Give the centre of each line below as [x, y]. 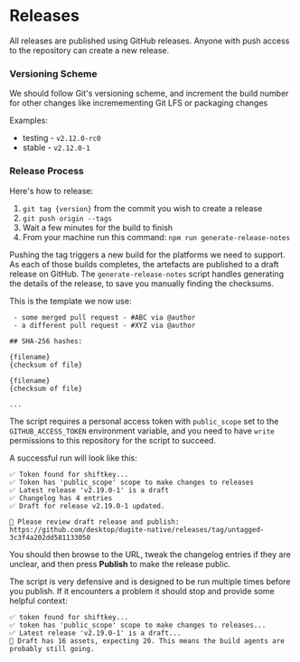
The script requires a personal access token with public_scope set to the [144, 421]
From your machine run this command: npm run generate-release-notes [156, 237]
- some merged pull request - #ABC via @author [104, 317]
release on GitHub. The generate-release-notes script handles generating [147, 274]
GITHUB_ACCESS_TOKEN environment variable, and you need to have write [142, 431]
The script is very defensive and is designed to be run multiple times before [150, 581]
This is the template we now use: [70, 301]
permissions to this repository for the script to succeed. [113, 440]
